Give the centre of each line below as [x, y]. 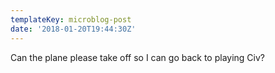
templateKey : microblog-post [71, 19]
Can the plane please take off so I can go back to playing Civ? [138, 57]
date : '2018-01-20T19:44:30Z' [73, 29]
